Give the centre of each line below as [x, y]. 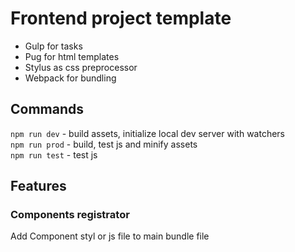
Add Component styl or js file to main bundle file [110, 236]
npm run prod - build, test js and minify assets [104, 144]
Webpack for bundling [70, 78]
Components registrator [70, 215]
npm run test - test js [54, 154]
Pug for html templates [72, 56]
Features [38, 186]
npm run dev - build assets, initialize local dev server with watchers [147, 133]
